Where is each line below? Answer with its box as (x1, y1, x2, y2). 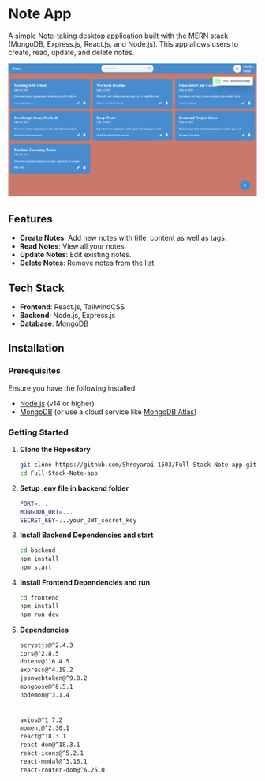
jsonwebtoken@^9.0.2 (19, 674, 88, 682)
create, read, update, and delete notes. (8, 47, 135, 57)
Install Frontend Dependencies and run (19, 577, 151, 588)
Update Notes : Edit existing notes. (19, 250, 132, 260)
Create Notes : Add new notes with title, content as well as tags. (19, 234, 227, 243)
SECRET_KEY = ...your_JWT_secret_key (19, 516, 137, 525)
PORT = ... (19, 499, 49, 507)
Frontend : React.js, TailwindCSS (19, 302, 125, 312)
